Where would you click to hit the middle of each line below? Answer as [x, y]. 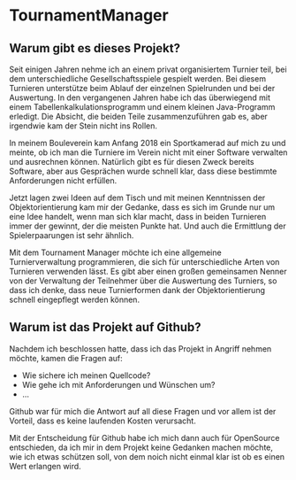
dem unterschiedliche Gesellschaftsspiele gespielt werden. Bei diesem [138, 79]
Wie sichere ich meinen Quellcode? [86, 375]
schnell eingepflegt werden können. [74, 299]
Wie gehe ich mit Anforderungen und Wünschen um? [118, 384]
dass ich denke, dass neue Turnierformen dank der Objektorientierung [137, 290]
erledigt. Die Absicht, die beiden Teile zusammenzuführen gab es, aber [138, 116]
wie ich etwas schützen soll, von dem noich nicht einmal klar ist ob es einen [147, 456]
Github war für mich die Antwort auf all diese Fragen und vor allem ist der [143, 411]
